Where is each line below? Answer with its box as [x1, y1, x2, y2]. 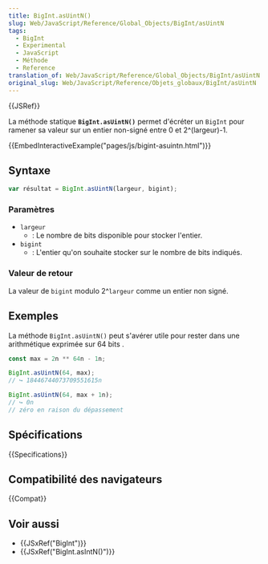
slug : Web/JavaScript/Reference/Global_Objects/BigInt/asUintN [8, 19, 225, 27]
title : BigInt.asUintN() [8, 11, 91, 20]
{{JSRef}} [8, 101, 40, 111]
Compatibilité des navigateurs [8, 473, 163, 486]
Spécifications [8, 428, 83, 442]
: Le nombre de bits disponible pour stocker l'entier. [31, 230, 203, 241]
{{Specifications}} [8, 449, 68, 459]
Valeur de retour [8, 268, 74, 279]
